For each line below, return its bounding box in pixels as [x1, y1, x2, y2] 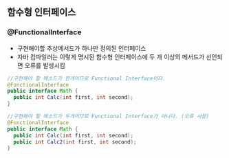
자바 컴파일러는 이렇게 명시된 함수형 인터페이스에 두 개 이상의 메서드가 [17, 52, 205, 60]
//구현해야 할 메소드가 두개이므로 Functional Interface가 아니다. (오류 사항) [7, 113, 210, 120]
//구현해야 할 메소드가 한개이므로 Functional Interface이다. [7, 75, 166, 82]
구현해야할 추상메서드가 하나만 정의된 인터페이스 [17, 44, 146, 52]
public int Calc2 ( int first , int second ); [13, 138, 137, 146]
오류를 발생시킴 [24, 61, 65, 69]
